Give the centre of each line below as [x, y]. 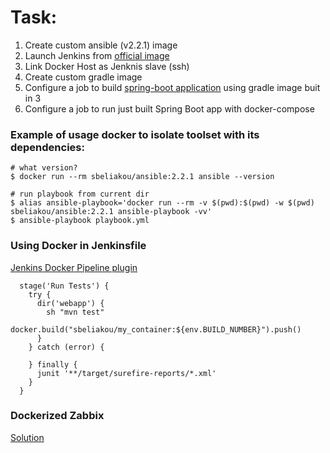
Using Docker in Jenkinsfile [78, 246]
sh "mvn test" [75, 312]
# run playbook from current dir [80, 194]
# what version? [44, 168]
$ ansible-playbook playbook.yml [80, 221]
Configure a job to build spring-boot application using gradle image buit [172, 87]
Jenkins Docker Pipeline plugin [74, 267]
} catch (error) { [66, 347]
